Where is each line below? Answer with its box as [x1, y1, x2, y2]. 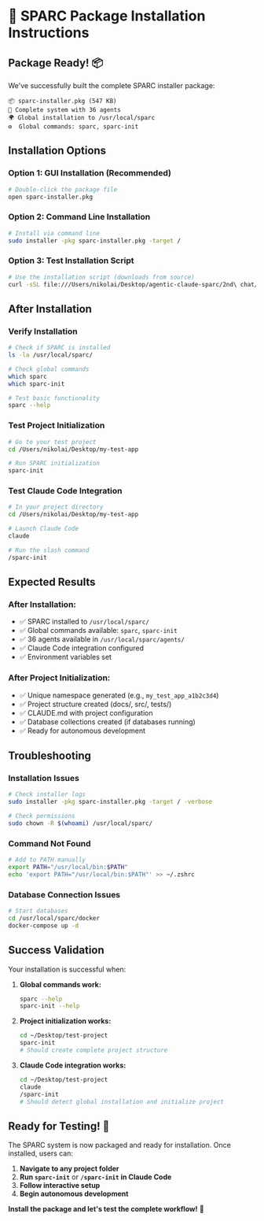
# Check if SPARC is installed [8, 344, 111, 352]
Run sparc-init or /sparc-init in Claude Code [19, 1172, 172, 1182]
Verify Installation [8, 326, 78, 337]
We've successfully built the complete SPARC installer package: [8, 81, 215, 90]
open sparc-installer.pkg [8, 193, 93, 201]
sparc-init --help [19, 1002, 80, 1010]
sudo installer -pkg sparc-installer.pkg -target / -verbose [8, 798, 213, 806]
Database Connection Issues [8, 889, 121, 900]
